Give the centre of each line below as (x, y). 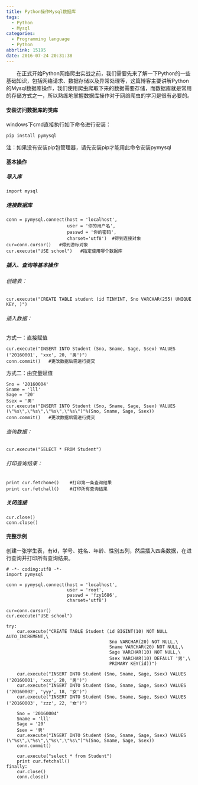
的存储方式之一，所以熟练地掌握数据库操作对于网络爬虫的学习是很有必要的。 (99, 95)
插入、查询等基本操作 (32, 265)
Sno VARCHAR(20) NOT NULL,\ (144, 642)
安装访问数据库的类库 (32, 110)
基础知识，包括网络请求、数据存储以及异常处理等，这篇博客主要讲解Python (98, 81)
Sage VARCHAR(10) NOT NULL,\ (145, 652)
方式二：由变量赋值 (30, 373)
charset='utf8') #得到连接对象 (104, 239)
